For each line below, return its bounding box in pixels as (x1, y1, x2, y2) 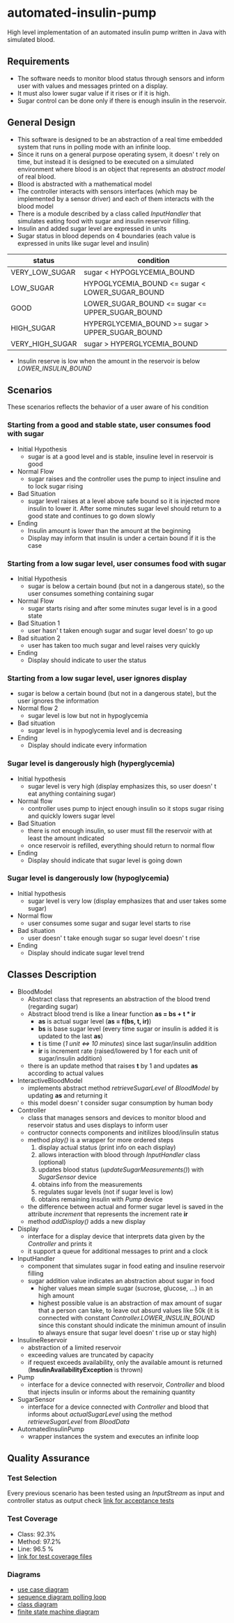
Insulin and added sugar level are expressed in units (17, 224, 167, 232)
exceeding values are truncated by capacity (27, 1350, 154, 1359)
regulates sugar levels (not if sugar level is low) (38, 1188, 174, 1196)
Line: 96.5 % (17, 1544, 54, 1553)
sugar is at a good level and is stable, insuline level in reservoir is (27, 452, 214, 461)
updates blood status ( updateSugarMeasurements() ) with (38, 1165, 204, 1174)
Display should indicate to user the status (27, 656, 147, 664)
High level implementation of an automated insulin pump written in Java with (7, 28, 226, 36)
